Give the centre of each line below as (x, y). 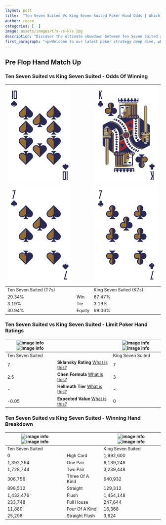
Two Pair (76, 469)
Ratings (15, 331)
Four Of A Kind (82, 509)
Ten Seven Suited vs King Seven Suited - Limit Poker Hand (76, 324)
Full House (77, 502)
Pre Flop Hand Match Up (43, 62)
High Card (77, 456)
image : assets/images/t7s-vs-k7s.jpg (44, 31)
